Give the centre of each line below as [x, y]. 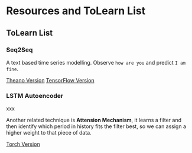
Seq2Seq [19, 50]
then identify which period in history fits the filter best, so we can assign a [96, 126]
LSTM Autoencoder [35, 95]
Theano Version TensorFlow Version [50, 80]
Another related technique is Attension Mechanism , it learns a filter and [94, 120]
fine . [12, 69]
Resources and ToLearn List [76, 11]
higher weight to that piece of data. [49, 133]
